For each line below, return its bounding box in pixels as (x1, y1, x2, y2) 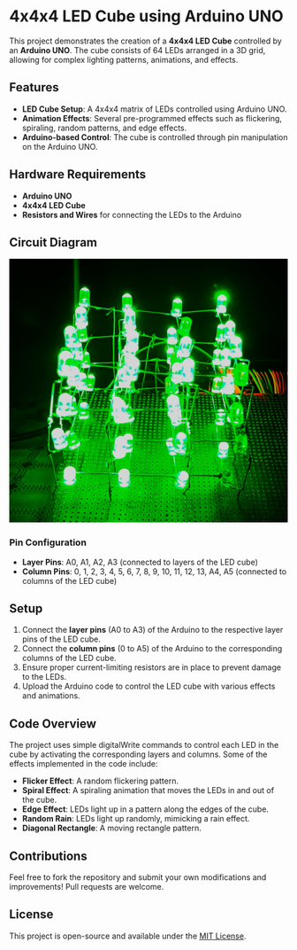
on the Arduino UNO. (21, 141, 98, 152)
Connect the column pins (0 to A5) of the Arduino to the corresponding (21, 643, 283, 654)
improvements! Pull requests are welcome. (9, 882, 164, 892)
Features (9, 80, 59, 95)
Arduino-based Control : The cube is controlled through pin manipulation (21, 131, 288, 143)
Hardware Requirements (9, 167, 147, 183)
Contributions (9, 848, 88, 863)
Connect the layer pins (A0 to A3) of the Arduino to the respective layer (21, 625, 284, 635)
